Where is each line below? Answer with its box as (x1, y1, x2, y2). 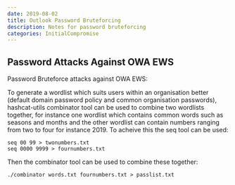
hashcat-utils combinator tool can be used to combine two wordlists (7, 103, 205, 112)
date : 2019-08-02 (7, 10, 58, 18)
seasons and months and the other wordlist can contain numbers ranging (7, 118, 220, 127)
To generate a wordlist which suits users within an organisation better (7, 89, 209, 97)
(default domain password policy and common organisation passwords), (7, 96, 217, 104)
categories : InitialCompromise (7, 30, 99, 37)
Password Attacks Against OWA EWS (7, 56, 174, 68)
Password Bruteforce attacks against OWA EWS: (7, 75, 148, 83)
